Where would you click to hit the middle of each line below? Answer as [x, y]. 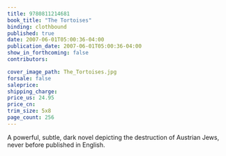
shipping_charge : [32, 92]
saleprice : [23, 85]
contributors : [28, 59]
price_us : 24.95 [31, 98]
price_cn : [22, 105]
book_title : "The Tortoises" [50, 20]
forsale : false [29, 78]
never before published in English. [56, 145]
